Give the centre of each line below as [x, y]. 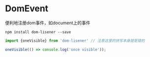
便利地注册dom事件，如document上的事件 [48, 23]
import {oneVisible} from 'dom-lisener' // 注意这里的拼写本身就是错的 [75, 41]
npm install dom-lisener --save [38, 32]
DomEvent [27, 9]
